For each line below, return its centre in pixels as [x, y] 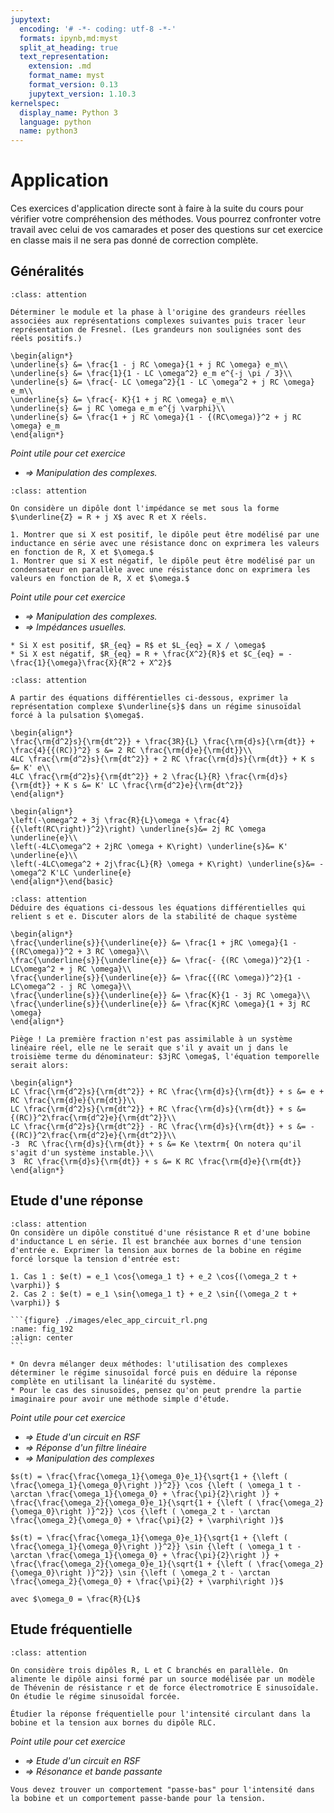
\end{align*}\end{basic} [62, 881]
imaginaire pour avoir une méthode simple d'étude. [120, 1399]
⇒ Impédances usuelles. [75, 627]
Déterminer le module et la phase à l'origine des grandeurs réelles [158, 312]
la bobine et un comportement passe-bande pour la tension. [138, 1798]
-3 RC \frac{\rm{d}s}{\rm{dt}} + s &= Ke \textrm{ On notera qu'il [156, 1144]
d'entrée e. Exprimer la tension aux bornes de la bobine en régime [156, 1250]
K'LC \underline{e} [91, 872]
